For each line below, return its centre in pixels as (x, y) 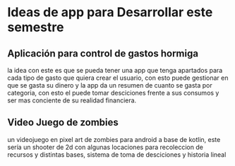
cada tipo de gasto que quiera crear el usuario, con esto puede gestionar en (118, 78)
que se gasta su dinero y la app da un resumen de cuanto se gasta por (110, 85)
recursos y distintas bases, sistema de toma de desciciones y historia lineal (117, 154)
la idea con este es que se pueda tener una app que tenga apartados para (115, 70)
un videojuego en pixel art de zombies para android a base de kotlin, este (114, 139)
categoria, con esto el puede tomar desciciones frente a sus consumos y (113, 93)
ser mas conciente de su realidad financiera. (72, 100)
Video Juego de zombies (63, 123)
